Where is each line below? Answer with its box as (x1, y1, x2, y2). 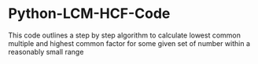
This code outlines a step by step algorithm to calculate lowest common (8, 30, 241, 40)
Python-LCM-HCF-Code (8, 5, 171, 23)
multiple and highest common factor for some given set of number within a (8, 38, 250, 48)
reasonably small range (8, 47, 84, 56)
